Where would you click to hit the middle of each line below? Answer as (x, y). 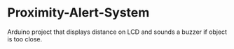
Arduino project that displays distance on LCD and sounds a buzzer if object (117, 32)
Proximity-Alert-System (78, 13)
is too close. (25, 39)
